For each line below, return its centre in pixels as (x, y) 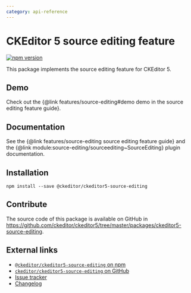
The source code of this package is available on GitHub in (77, 219)
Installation (27, 173)
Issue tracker (31, 277)
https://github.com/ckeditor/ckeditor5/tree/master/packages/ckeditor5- (94, 225)
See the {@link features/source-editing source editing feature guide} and (96, 141)
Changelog (28, 283)
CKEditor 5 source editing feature (91, 41)
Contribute (27, 205)
